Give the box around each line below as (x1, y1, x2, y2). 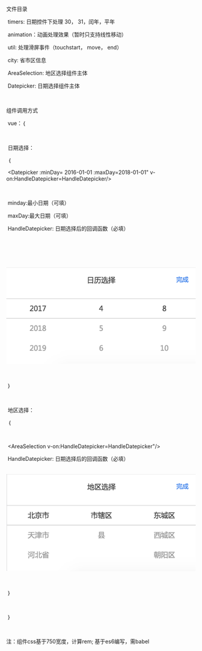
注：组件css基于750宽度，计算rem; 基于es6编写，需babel (6, 638, 150, 645)
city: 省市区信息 (7, 57, 47, 63)
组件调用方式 (6, 107, 38, 114)
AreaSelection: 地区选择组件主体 (7, 69, 88, 77)
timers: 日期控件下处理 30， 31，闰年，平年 (7, 18, 115, 25)
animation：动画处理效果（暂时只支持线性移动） (7, 31, 127, 38)
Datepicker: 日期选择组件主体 (7, 82, 80, 89)
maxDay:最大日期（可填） (7, 212, 72, 219)
